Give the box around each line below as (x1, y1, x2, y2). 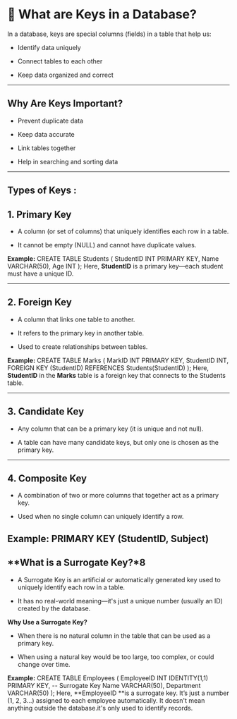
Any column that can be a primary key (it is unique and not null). (17, 424, 204, 433)
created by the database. (17, 604, 91, 613)
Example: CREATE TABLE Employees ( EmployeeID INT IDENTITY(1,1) (7, 673, 209, 682)
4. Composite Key (7, 472, 87, 484)
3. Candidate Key (7, 405, 85, 418)
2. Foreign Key (7, 296, 72, 309)
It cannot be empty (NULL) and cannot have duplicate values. (17, 240, 197, 249)
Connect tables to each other (17, 56, 103, 66)
